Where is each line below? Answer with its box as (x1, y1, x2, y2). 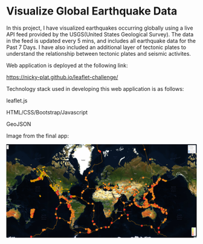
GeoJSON (6, 120, 31, 128)
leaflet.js (6, 97, 28, 104)
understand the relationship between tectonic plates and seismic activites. (6, 50, 192, 57)
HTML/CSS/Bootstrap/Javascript (6, 108, 88, 116)
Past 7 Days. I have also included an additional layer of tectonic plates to (6, 44, 186, 51)
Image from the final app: (6, 132, 69, 139)
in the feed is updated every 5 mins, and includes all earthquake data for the (6, 37, 196, 44)
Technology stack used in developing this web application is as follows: (6, 85, 184, 92)
